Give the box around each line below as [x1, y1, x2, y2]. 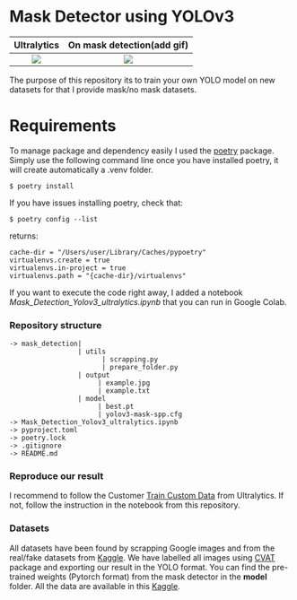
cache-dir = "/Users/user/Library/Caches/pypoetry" [9, 248, 206, 257]
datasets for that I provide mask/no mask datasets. [9, 83, 197, 95]
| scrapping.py [101, 355, 159, 364]
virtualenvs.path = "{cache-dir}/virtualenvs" [9, 271, 187, 280]
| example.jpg [97, 378, 151, 387]
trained [9, 571, 36, 582]
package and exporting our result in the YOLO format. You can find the [9, 561, 271, 572]
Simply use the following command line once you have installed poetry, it [9, 154, 279, 165]
